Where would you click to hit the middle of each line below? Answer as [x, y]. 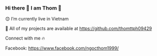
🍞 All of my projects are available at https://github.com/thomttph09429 [78, 28]
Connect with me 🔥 [25, 38]
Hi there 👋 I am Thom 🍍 [33, 8]
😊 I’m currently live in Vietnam [37, 19]
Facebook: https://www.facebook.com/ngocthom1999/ [62, 48]
